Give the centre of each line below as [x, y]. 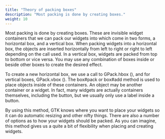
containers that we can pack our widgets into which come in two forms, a [80, 38]
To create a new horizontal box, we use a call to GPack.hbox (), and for [78, 74]
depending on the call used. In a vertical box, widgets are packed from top [81, 54]
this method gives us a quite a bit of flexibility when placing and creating [79, 126]
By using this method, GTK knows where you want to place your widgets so [82, 110]
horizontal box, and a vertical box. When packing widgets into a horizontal [81, 44]
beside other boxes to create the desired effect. [54, 65]
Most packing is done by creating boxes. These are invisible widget [74, 33]
